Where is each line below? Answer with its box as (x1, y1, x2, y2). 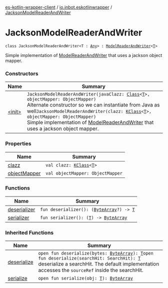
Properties (5, 140, 31, 147)
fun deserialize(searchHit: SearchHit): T (38, 255, 141, 261)
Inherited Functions (5, 229, 54, 236)
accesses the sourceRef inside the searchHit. (38, 267, 143, 274)
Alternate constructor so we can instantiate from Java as (26, 101, 160, 108)
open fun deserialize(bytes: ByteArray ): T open (38, 250, 153, 256)
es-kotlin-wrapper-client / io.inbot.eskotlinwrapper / (5, 4, 112, 10)
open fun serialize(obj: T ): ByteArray (38, 275, 133, 281)
